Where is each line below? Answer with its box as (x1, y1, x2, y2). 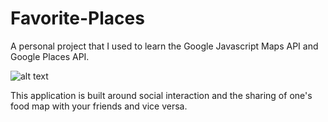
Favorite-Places (10, 7, 145, 30)
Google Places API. (10, 50, 90, 62)
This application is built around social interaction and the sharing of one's (10, 89, 313, 101)
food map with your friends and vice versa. (10, 100, 188, 112)
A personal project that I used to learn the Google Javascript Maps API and (10, 40, 319, 52)
